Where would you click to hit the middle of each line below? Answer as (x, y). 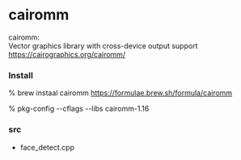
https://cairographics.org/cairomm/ (67, 54)
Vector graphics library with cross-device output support (103, 45)
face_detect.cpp (47, 147)
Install (21, 75)
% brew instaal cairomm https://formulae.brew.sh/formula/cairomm (120, 93)
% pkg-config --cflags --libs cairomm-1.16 (79, 109)
